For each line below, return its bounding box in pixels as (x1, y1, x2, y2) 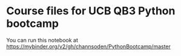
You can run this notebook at (6, 36, 79, 43)
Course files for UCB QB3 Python (6, 4, 176, 18)
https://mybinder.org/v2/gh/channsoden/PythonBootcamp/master (6, 43, 171, 50)
